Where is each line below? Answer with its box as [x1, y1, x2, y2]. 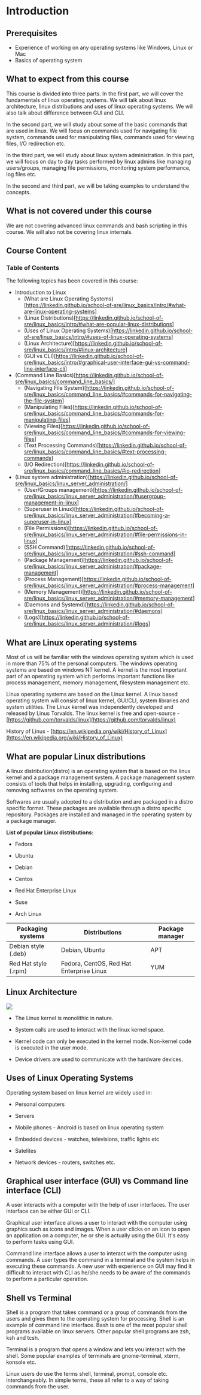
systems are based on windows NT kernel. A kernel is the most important [6, 666, 187, 674]
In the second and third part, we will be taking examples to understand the [6, 182, 190, 190]
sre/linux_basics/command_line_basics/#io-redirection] [23, 467, 161, 474]
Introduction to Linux [14, 289, 66, 296]
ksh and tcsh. [6, 1334, 40, 1342]
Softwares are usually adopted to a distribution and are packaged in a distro [6, 798, 193, 805]
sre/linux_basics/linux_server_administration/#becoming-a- [23, 512, 170, 519]
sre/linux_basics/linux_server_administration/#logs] [23, 620, 151, 627]
